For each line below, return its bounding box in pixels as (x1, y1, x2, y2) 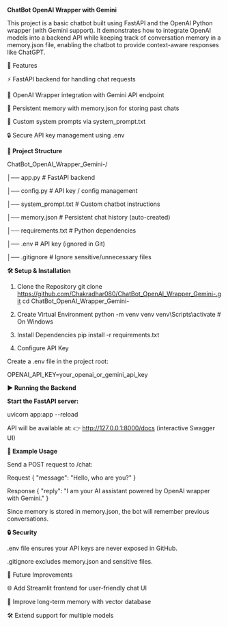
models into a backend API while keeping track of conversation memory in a (7, 34, 221, 42)
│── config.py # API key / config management (7, 187, 138, 194)
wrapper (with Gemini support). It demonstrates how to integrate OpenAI (7, 27, 212, 34)
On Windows (16, 317, 53, 326)
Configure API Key (16, 344, 70, 352)
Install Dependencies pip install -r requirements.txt (16, 331, 160, 339)
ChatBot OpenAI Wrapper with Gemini (7, 6, 117, 14)
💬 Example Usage (7, 447, 58, 455)
